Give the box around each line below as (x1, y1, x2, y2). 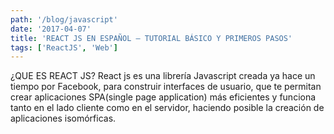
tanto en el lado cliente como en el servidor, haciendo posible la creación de (10, 102, 325, 114)
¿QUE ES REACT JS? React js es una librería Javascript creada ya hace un (10, 70, 316, 82)
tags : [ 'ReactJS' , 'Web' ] (10, 42, 118, 53)
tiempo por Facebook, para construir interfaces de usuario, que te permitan (10, 81, 322, 93)
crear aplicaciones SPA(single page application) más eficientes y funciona (10, 91, 317, 103)
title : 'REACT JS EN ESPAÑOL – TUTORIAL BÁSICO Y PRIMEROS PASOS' (10, 33, 293, 43)
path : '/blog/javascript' (10, 14, 118, 25)
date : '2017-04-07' (10, 24, 92, 34)
